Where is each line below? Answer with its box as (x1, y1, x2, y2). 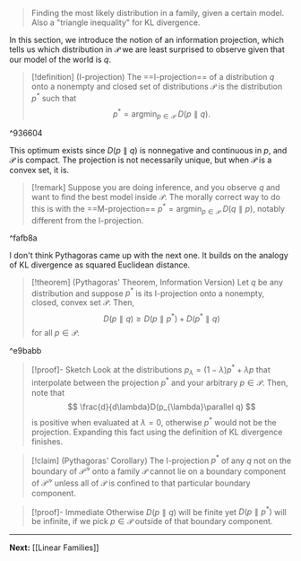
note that (30, 387, 65, 398)
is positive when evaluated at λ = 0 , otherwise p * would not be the (30, 415, 277, 427)
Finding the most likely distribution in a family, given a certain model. (30, 8, 285, 18)
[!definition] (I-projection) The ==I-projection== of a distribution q (30, 72, 275, 82)
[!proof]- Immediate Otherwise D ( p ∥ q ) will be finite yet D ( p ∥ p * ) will (30, 504, 287, 517)
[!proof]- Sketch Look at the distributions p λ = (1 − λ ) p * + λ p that (30, 363, 271, 377)
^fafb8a (9, 232, 38, 243)
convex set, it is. (9, 165, 70, 176)
